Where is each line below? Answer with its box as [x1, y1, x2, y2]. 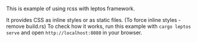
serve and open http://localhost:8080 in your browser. [6, 29, 142, 36]
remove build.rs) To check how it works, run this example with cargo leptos [6, 23, 191, 30]
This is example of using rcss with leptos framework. [6, 5, 135, 12]
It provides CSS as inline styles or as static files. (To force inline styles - [6, 17, 181, 23]
